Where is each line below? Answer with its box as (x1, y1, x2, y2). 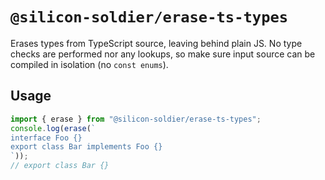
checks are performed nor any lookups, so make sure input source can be (10, 48, 316, 60)
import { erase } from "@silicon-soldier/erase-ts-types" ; (10, 114, 262, 124)
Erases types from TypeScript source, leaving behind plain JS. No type (10, 37, 303, 49)
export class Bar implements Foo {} (10, 142, 163, 152)
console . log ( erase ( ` (10, 123, 97, 133)
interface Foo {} (10, 133, 83, 143)
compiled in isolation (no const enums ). (10, 58, 169, 70)
